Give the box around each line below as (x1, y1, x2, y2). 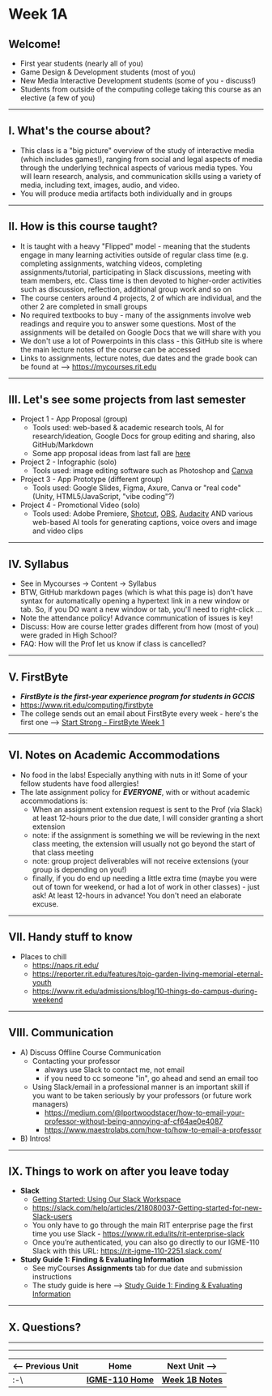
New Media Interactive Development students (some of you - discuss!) (19, 76, 257, 85)
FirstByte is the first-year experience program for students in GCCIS (19, 692, 255, 702)
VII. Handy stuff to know (8, 930, 134, 944)
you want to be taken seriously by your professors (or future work (32, 1091, 253, 1100)
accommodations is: (19, 796, 88, 805)
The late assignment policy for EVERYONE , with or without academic (19, 787, 251, 796)
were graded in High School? (19, 630, 117, 640)
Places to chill (19, 951, 67, 961)
